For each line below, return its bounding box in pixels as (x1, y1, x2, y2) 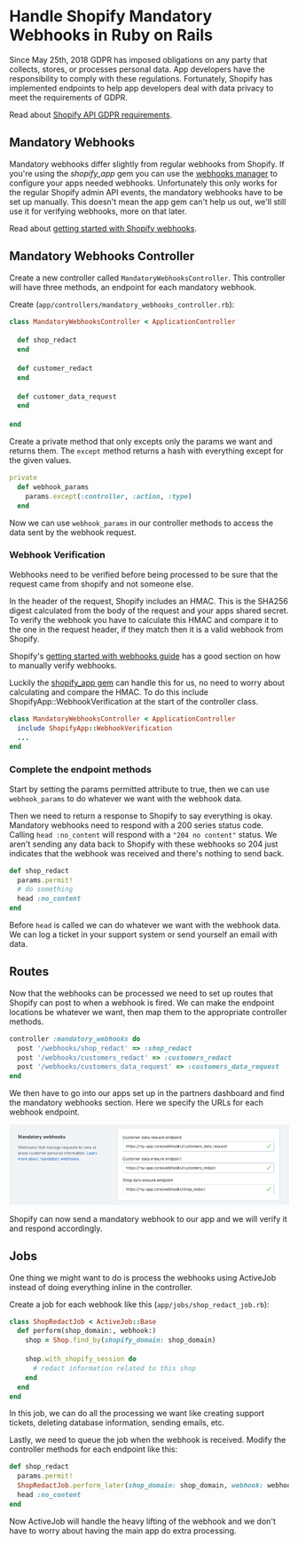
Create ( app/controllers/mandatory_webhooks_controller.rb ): (9, 299, 235, 310)
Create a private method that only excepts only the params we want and (9, 437, 273, 447)
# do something (17, 885, 74, 894)
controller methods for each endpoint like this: (9, 1444, 178, 1454)
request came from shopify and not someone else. (9, 579, 194, 589)
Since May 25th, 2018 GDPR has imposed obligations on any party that (9, 54, 268, 65)
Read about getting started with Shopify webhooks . (9, 223, 198, 233)
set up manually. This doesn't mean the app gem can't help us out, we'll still (9, 196, 286, 207)
